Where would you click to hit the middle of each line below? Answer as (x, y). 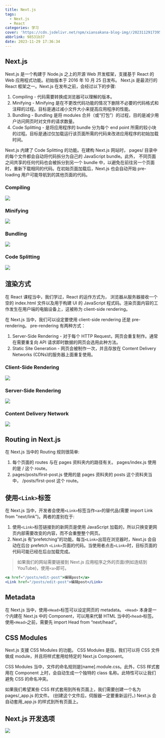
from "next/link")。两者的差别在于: (40, 517)
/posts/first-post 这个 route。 (52, 481)
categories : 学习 (22, 28)
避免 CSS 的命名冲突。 (28, 679)
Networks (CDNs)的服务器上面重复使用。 (54, 355)
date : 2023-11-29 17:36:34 (33, 42)
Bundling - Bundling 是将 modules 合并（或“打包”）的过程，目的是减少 (83, 115)
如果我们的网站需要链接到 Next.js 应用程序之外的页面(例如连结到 (82, 562)
